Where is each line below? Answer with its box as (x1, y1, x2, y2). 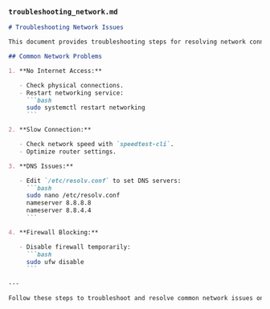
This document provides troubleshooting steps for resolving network (8, 38, 247, 47)
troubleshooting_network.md (8, 7, 118, 16)
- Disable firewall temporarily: (18, 242, 131, 251)
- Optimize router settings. (18, 148, 117, 156)
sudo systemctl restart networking (26, 104, 146, 112)
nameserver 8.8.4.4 (26, 206, 92, 215)
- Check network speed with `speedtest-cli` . (18, 140, 174, 148)
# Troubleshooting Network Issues (8, 23, 125, 31)
